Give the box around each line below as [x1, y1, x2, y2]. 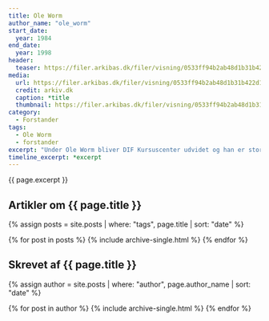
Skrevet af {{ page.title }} [8, 258, 138, 272]
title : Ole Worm [8, 11, 62, 20]
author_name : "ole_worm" [8, 19, 91, 27]
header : [8, 57, 34, 65]
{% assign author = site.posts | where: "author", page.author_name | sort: [8, 279, 251, 289]
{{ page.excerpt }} [8, 175, 69, 185]
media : [8, 71, 30, 79]
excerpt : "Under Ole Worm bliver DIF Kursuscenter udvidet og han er [8, 146, 246, 154]
